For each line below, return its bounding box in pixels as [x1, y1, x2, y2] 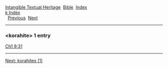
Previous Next [7, 15, 38, 20]
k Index [5, 9, 20, 15]
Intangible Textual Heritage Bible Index [5, 4, 87, 10]
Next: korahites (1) [5, 57, 43, 64]
